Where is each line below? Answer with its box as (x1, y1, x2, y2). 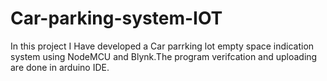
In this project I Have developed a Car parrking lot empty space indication (10, 40, 315, 52)
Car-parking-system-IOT (10, 7, 223, 30)
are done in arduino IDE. (10, 61, 110, 73)
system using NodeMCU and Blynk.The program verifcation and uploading (10, 50, 318, 62)
